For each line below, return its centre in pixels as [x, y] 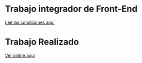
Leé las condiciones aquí [30, 22]
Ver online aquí [20, 55]
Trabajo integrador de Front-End [71, 9]
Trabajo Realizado [42, 42]
